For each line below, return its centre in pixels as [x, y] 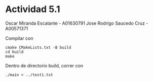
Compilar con [19, 38]
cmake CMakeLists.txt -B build [38, 47]
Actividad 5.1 [33, 9]
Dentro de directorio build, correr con [44, 65]
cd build [14, 52]
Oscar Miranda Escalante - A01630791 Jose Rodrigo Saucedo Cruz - [77, 23]
